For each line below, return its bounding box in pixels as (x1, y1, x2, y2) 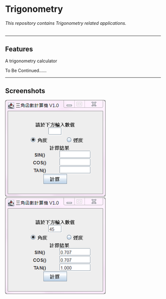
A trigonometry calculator (5, 58, 57, 64)
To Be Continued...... (5, 68, 47, 74)
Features (5, 45, 33, 53)
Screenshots (5, 87, 45, 95)
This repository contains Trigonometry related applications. (5, 20, 127, 26)
